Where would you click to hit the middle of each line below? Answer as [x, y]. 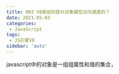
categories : [21, 23]
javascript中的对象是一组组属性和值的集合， [62, 64]
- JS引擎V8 [22, 40]
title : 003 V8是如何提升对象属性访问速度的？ [58, 12]
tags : [13, 35]
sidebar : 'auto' [27, 46]
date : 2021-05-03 [28, 18]
